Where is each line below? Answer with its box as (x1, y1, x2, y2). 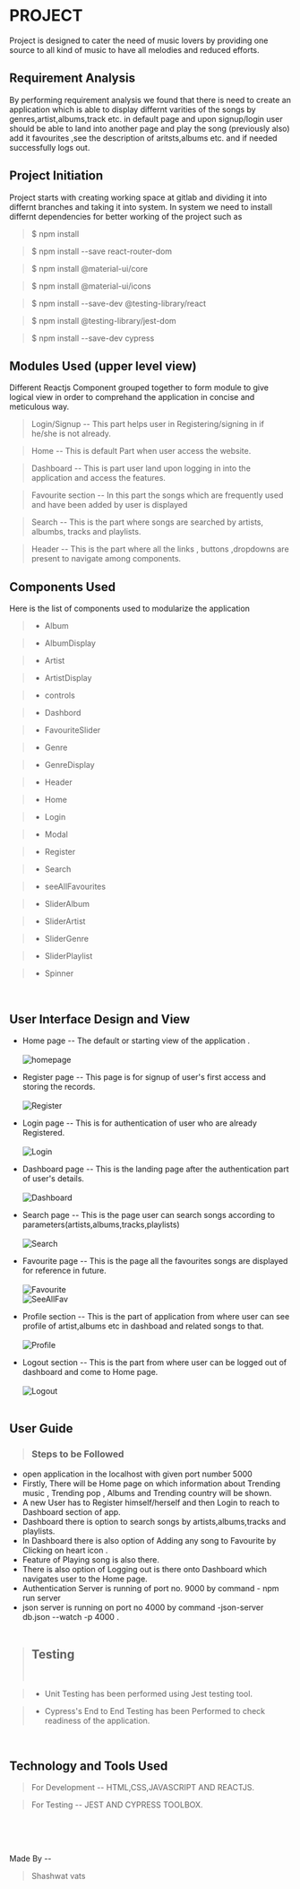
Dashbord (44, 708, 81, 718)
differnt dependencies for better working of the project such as (9, 211, 243, 222)
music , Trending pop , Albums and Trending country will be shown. (21, 1487, 272, 1498)
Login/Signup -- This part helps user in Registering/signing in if (30, 419, 264, 430)
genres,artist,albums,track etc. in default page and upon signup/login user (9, 113, 284, 124)
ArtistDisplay (44, 673, 92, 683)
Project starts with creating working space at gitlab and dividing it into (9, 192, 267, 203)
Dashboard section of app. (21, 1506, 121, 1517)
